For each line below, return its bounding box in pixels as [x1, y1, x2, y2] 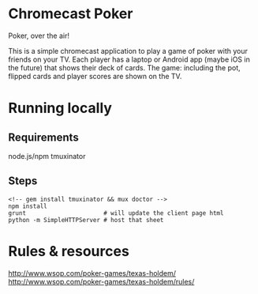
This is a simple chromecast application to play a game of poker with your [8, 46, 249, 55]
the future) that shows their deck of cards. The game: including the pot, [8, 62, 241, 72]
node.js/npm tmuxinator [8, 151, 86, 160]
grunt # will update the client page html [8, 209, 224, 217]
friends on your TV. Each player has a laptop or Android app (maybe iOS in [8, 55, 250, 64]
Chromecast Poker [8, 5, 133, 23]
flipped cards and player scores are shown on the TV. [8, 71, 182, 81]
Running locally [8, 100, 113, 117]
